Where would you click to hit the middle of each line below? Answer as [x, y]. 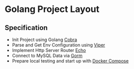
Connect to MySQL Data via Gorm [47, 55]
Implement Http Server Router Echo [49, 50]
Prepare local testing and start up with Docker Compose [70, 61]
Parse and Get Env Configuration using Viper [58, 45]
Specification [26, 28]
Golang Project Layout [52, 9]
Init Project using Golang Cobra [45, 39]
